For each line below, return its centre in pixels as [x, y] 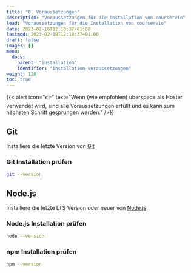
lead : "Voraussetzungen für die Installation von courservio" [86, 23]
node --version [25, 236]
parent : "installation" [47, 62]
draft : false [23, 40]
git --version [24, 174]
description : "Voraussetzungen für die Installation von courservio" [96, 18]
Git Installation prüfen [39, 161]
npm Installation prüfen [42, 252]
